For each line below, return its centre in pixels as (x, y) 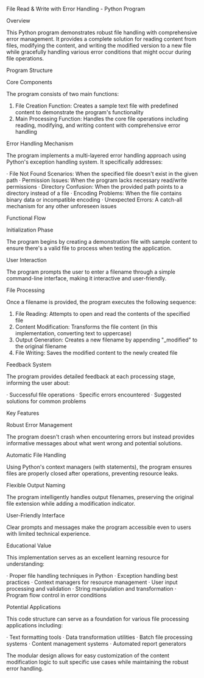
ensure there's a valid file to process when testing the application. (89, 248)
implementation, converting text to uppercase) (73, 333)
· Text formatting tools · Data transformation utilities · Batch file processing (100, 637)
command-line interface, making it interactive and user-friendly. (86, 278)
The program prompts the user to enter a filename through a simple (91, 272)
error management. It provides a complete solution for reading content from (101, 39)
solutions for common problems (46, 401)
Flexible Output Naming (36, 485)
